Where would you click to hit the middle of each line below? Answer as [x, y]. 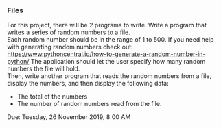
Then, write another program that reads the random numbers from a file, [109, 76]
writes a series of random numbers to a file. [69, 32]
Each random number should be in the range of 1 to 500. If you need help [110, 40]
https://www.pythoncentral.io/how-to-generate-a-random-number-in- [106, 54]
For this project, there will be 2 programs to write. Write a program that [107, 25]
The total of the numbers [52, 97]
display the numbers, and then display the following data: [88, 84]
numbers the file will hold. [44, 69]
